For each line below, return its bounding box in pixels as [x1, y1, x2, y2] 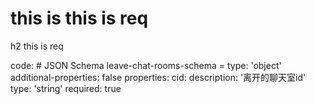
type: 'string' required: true [10, 82, 122, 94]
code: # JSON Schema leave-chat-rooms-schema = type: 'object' [10, 59, 282, 71]
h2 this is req [10, 40, 64, 52]
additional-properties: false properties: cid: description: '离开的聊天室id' [10, 71, 307, 83]
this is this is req [10, 7, 149, 30]
